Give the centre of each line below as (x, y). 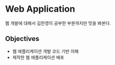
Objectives (22, 39)
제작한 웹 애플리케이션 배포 (38, 57)
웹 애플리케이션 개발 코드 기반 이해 (45, 51)
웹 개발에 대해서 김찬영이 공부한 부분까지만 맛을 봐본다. (58, 23)
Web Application (40, 9)
